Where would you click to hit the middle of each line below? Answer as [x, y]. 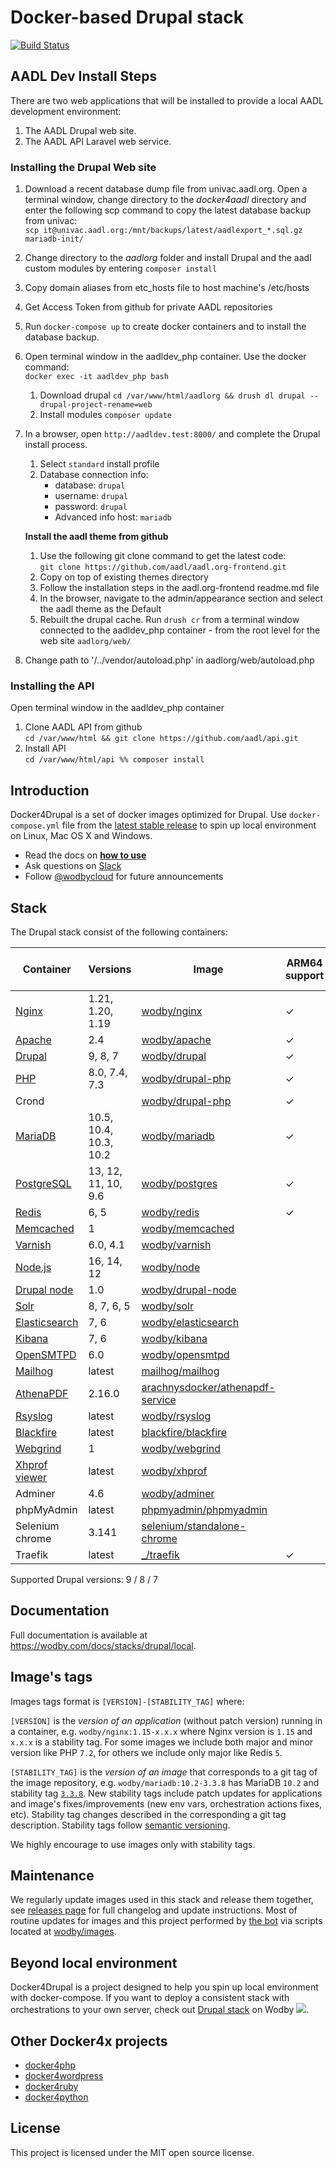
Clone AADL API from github [83, 727]
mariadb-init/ [54, 239]
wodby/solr [167, 1306]
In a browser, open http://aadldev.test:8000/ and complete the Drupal [172, 434]
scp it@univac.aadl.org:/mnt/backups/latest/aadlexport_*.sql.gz [163, 231]
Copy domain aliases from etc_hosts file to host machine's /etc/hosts [167, 288]
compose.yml [35, 826]
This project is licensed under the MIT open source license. [132, 2152]
